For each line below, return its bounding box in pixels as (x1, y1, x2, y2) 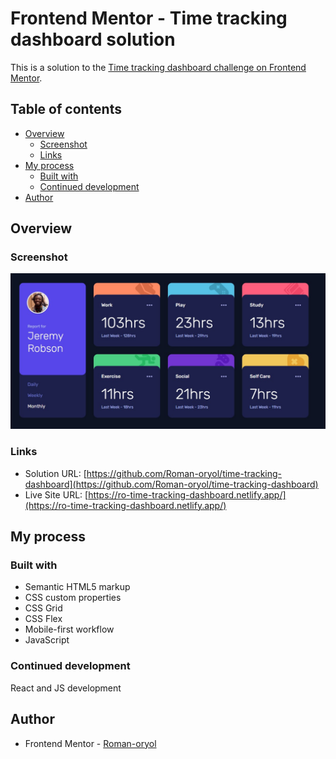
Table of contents (10, 101, 122, 118)
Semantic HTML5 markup (24, 581, 131, 593)
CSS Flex (24, 613, 63, 625)
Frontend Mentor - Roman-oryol (24, 737, 157, 749)
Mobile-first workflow (24, 623, 115, 636)
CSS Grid (24, 602, 63, 614)
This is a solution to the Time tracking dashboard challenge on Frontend (10, 61, 307, 73)
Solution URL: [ (24, 467, 87, 479)
